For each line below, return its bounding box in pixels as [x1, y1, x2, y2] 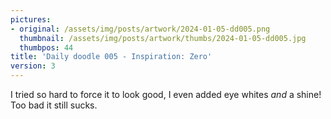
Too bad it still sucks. [10, 99, 98, 111]
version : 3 [10, 61, 56, 71]
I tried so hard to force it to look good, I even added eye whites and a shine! [10, 89, 322, 100]
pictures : [10, 14, 52, 25]
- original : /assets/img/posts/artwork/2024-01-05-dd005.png [10, 24, 271, 34]
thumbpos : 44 [19, 42, 74, 53]
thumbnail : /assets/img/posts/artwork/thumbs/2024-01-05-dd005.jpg [19, 33, 307, 43]
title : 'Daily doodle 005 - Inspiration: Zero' [10, 52, 213, 62]
